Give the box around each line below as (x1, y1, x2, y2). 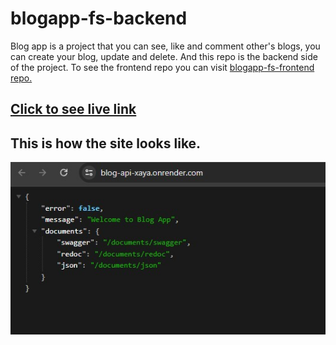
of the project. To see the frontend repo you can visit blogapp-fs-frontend (10, 61, 315, 73)
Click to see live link (10, 101, 137, 118)
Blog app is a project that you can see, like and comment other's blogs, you (10, 40, 321, 52)
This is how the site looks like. (10, 135, 202, 152)
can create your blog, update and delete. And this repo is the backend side (10, 50, 318, 62)
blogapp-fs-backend (10, 7, 188, 30)
